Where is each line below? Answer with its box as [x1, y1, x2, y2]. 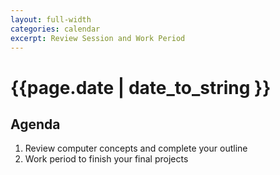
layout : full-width [10, 14, 92, 25]
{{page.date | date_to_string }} [10, 76, 272, 99]
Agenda [10, 116, 61, 133]
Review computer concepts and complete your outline [24, 142, 248, 155]
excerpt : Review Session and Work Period [10, 33, 186, 43]
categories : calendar [10, 24, 101, 34]
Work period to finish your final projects [24, 153, 189, 165]
